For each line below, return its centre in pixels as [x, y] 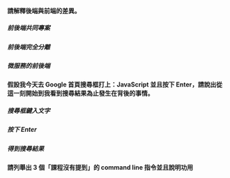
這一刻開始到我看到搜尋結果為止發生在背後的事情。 [80, 94]
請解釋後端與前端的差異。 [44, 10]
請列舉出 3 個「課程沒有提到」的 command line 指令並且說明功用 [100, 168]
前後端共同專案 [29, 28]
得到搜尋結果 [25, 148]
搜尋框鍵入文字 [29, 110]
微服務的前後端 [29, 66]
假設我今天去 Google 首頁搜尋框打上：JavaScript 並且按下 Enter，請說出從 [115, 84]
